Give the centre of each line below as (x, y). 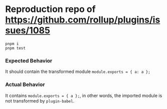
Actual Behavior (25, 84)
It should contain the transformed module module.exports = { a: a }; (78, 71)
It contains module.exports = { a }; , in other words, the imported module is (84, 95)
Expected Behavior (29, 60)
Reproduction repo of (51, 9)
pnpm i (12, 43)
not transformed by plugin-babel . (40, 100)
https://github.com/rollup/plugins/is (83, 20)
